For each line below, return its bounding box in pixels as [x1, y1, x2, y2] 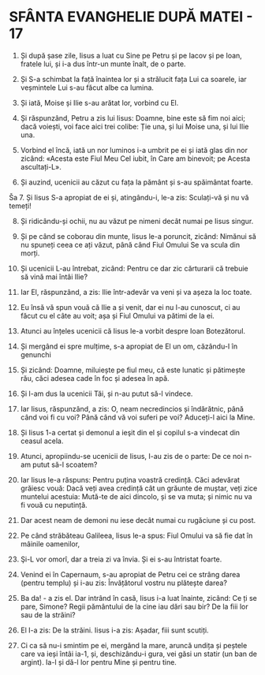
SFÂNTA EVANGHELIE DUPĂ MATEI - [9, 8, 253, 26]
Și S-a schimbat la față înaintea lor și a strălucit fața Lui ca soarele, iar [20, 74, 247, 84]
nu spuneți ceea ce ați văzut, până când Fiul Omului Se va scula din [20, 240, 240, 249]
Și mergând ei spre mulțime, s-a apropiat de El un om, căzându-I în [20, 341, 238, 351]
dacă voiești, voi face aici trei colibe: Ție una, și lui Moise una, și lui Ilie [20, 121, 249, 131]
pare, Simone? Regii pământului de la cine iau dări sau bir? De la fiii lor [20, 602, 248, 611]
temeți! [9, 201, 32, 211]
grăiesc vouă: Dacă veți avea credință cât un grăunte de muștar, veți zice [20, 483, 258, 493]
